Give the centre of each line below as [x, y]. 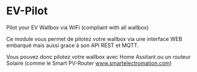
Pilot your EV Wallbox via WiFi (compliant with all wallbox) [77, 27]
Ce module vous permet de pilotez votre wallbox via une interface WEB [94, 39]
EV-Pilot [27, 11]
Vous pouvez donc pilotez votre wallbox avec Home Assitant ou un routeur [98, 57]
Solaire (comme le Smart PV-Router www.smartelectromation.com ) [89, 63]
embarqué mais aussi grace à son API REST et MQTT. [73, 45]
